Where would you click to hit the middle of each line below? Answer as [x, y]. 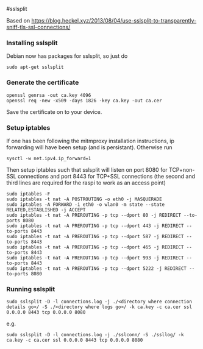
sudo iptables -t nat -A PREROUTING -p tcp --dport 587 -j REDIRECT [95, 236]
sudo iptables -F [28, 194]
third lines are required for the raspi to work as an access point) [86, 183]
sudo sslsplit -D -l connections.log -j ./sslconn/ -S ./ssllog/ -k [95, 335]
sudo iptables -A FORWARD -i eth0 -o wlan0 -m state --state [86, 204]
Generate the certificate [43, 83]
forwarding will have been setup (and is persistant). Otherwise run [89, 147]
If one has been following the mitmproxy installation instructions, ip [91, 141]
